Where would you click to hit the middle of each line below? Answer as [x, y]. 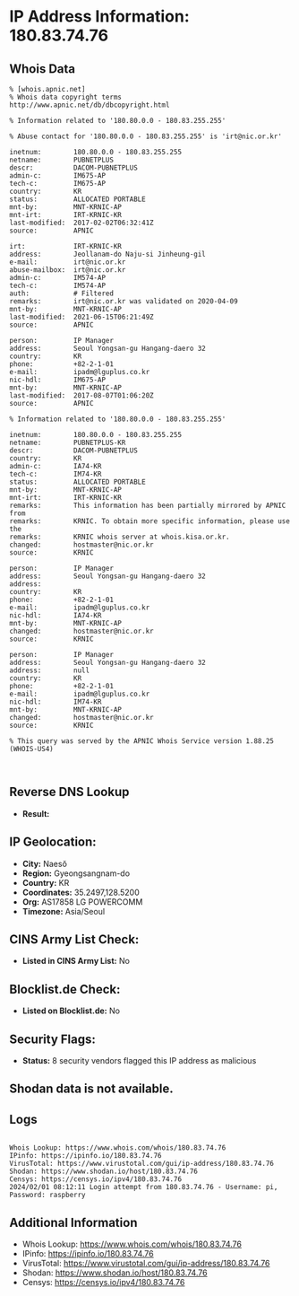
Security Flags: [53, 1039]
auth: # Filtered [62, 293]
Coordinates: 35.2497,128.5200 [81, 892]
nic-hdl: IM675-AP [57, 380]
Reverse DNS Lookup [69, 792]
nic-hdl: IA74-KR [56, 616]
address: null [50, 670]
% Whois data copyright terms [66, 97]
